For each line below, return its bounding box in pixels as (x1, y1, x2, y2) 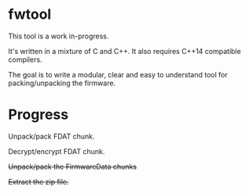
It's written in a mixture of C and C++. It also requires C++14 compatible (8, 46, 241, 56)
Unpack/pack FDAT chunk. (8, 131, 96, 141)
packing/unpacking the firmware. (8, 78, 116, 88)
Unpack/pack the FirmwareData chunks (8, 162, 137, 171)
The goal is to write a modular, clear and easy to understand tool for (8, 70, 228, 79)
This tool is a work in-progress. (8, 31, 109, 41)
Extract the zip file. (8, 177, 69, 186)
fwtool (8, 5, 52, 23)
